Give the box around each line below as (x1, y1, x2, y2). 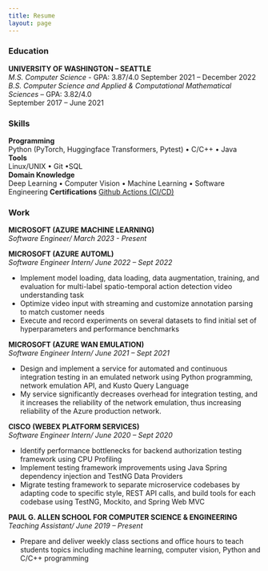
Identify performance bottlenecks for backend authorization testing (19, 446, 242, 456)
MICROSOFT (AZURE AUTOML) (8, 249, 114, 259)
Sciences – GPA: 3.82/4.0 (8, 89, 92, 99)
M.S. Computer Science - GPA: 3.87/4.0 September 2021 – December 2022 (8, 72, 256, 82)
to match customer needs (19, 308, 106, 317)
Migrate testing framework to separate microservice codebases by (19, 480, 240, 489)
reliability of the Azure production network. (19, 406, 162, 416)
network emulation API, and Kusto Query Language (19, 381, 190, 391)
